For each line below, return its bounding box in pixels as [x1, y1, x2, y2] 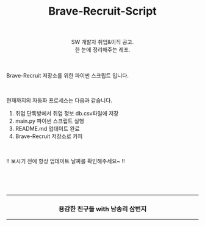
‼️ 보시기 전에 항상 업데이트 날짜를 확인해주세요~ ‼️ [6, 157, 125, 164]
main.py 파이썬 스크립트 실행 [15, 117, 84, 125]
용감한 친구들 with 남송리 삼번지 [58, 205, 147, 213]
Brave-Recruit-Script [48, 4, 157, 18]
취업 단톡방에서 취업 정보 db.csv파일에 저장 [15, 109, 119, 117]
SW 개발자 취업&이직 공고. [71, 38, 134, 45]
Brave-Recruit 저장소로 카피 [15, 133, 83, 140]
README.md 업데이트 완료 [15, 125, 81, 132]
